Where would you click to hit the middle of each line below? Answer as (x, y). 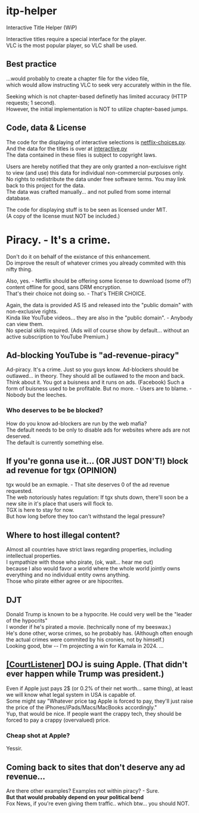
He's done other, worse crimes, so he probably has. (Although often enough (99, 634)
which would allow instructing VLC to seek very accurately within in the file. (99, 85)
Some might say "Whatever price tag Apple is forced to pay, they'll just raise (100, 701)
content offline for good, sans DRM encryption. (64, 287)
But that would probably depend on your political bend (75, 797)
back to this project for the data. (46, 185)
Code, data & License (46, 128)
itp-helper (32, 11)
